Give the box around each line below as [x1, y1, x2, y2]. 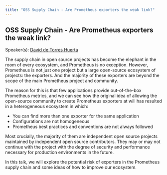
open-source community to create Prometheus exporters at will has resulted [5, 98, 162, 104]
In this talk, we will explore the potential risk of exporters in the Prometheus [5, 159, 160, 165]
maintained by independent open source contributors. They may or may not [5, 138, 161, 145]
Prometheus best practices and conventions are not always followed [12, 123, 153, 130]
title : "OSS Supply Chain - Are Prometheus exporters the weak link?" [5, 7, 155, 12]
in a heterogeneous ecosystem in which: [5, 103, 89, 109]
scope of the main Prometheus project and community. [5, 78, 118, 84]
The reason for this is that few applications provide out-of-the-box [5, 87, 142, 93]
